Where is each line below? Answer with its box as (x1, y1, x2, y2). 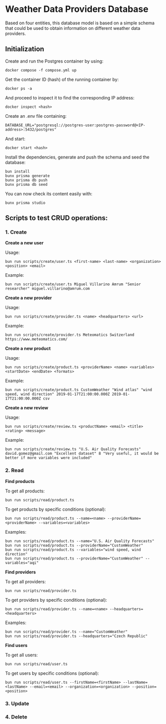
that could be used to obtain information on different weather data (5, 25, 141, 31)
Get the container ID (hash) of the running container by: (5, 76, 119, 82)
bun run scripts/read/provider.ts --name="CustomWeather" (5, 629, 128, 634)
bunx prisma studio (5, 200, 46, 205)
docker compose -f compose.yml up (5, 68, 77, 73)
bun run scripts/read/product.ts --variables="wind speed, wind (5, 547, 141, 552)
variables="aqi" (5, 560, 39, 565)
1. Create (5, 229, 27, 236)
